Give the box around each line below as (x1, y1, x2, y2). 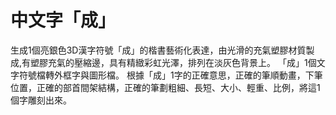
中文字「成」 (10, 9, 117, 32)
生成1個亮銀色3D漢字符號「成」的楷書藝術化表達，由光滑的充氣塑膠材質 (10, 44, 307, 56)
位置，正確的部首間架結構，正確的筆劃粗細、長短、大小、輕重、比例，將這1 (10, 81, 321, 93)
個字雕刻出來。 (10, 94, 72, 106)
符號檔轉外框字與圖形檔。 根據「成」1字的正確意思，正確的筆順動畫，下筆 (18, 69, 323, 81)
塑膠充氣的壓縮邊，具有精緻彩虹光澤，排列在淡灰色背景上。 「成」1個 (30, 56, 317, 68)
